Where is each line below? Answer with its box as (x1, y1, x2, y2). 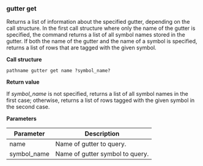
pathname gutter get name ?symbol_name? (6, 68, 111, 74)
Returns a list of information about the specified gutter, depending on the (6, 18, 190, 26)
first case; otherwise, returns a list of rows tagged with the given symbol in (6, 96, 195, 104)
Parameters (6, 115, 37, 123)
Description (84, 129, 120, 138)
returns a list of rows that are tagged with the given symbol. (6, 44, 157, 51)
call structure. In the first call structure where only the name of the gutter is (6, 24, 196, 32)
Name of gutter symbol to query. (55, 150, 149, 158)
